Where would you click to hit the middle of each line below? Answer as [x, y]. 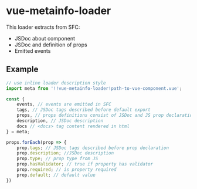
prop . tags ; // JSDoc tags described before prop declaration [93, 148]
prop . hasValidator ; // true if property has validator [85, 164]
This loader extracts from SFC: [43, 27]
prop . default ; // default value [56, 175]
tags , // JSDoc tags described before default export [84, 110]
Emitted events [33, 50]
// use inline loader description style [56, 83]
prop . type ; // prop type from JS [57, 159]
